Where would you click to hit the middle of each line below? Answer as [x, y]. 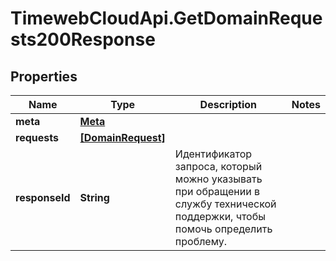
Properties [44, 76]
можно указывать [218, 179]
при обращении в [217, 191]
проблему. [201, 241]
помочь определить [223, 229]
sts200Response [83, 39]
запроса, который [218, 166]
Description [228, 104]
